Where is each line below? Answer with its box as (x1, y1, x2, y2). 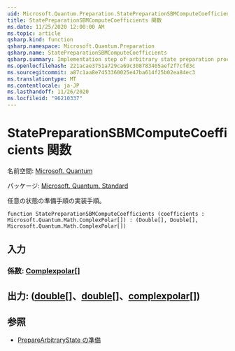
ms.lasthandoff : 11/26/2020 (7, 88, 90, 95)
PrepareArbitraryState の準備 (17, 336, 101, 344)
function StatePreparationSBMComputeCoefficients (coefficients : (7, 210, 205, 217)
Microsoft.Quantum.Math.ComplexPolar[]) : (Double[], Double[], (7, 216, 199, 223)
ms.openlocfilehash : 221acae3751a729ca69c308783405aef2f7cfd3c (7, 62, 196, 69)
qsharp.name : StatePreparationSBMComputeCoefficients (7, 50, 168, 57)
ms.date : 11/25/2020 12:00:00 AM (7, 23, 105, 30)
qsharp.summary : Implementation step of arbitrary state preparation (7, 56, 215, 63)
